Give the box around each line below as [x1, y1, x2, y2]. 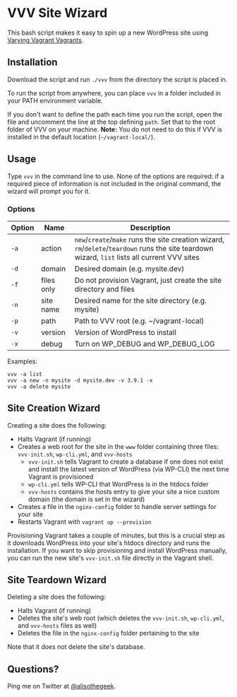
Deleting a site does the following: [7, 592, 106, 602]
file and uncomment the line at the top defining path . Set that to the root [7, 117, 216, 126]
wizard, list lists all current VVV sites [74, 252, 200, 262]
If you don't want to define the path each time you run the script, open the [7, 110, 223, 118]
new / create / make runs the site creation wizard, [74, 235, 225, 245]
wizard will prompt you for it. [7, 187, 90, 195]
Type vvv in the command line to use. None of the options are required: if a [7, 172, 224, 180]
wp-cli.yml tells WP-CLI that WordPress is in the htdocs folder [28, 479, 209, 488]
